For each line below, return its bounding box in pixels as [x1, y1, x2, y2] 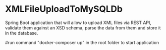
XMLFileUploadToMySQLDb [5, 3, 123, 15]
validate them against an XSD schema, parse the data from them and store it [5, 25, 161, 30]
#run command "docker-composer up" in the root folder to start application [5, 39, 160, 45]
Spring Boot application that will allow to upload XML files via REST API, [5, 20, 152, 25]
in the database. [5, 30, 38, 36]
